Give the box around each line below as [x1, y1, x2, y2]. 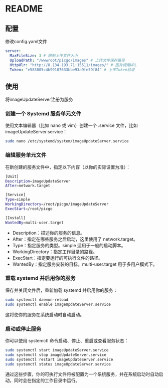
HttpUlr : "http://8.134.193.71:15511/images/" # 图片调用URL [10, 62, 137, 68]
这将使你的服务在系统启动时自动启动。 [5, 311, 84, 317]
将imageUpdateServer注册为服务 [5, 96, 73, 103]
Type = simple [5, 197, 30, 202]
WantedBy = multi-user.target [5, 220, 64, 225]
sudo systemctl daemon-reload [5, 297, 69, 302]
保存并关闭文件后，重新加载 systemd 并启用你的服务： [5, 287, 118, 293]
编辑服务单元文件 [5, 151, 47, 158]
